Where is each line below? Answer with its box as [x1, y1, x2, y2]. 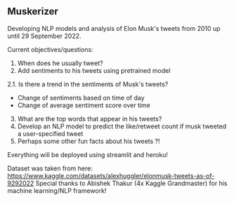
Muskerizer [7, 6, 58, 18]
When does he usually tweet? [17, 59, 103, 67]
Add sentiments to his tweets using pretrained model [17, 66, 171, 74]
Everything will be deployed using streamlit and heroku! [7, 150, 169, 159]
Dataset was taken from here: [7, 164, 93, 173]
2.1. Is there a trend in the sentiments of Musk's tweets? [7, 80, 169, 88]
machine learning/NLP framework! [7, 186, 107, 195]
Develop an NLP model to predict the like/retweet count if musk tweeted [17, 122, 227, 130]
